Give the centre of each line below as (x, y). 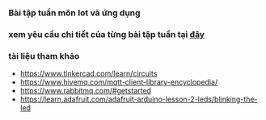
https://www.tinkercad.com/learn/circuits (89, 74)
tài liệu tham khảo (44, 56)
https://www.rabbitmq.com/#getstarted (86, 91)
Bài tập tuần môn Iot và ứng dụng (74, 13)
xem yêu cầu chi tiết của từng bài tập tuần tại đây (106, 34)
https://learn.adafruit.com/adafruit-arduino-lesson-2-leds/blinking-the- (139, 99)
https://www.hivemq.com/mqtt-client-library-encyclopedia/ (119, 82)
